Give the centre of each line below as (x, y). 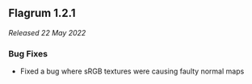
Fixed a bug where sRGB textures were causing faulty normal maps (132, 71)
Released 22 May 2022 (47, 32)
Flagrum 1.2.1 (42, 13)
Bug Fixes (28, 53)
